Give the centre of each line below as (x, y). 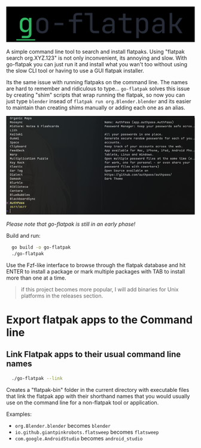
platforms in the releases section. (62, 296)
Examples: (19, 414)
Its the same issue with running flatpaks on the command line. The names (97, 82)
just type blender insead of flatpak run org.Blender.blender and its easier (99, 101)
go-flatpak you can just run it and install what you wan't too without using (97, 64)
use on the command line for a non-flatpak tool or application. (83, 402)
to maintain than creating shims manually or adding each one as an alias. (96, 108)
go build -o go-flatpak (41, 248)
